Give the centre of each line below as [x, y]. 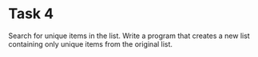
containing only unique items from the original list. [91, 44]
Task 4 [31, 14]
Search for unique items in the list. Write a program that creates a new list [129, 36]
